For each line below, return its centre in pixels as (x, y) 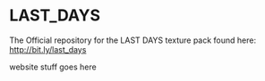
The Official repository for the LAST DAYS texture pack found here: (133, 40)
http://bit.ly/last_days (48, 49)
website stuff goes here (53, 67)
